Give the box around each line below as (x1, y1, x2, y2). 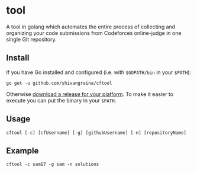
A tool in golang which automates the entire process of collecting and (6, 23, 176, 30)
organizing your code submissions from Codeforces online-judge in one (6, 29, 182, 36)
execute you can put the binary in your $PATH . (6, 97, 117, 104)
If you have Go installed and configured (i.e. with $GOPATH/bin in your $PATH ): (6, 69, 191, 76)
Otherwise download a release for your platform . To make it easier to (6, 90, 173, 98)
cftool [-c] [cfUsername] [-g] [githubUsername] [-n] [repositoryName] (6, 130, 186, 136)
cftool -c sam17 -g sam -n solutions (6, 161, 99, 168)
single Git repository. (6, 36, 57, 43)
